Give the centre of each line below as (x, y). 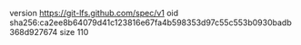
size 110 (74, 32)
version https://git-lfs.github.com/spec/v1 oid (94, 13)
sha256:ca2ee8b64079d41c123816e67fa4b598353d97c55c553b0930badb (151, 22)
